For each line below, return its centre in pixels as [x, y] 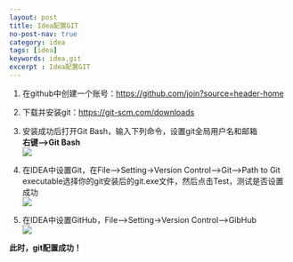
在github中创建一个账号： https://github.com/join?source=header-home [153, 93]
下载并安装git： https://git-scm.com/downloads [108, 112]
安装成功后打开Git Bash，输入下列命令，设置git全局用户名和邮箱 [140, 131]
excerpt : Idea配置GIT [50, 67]
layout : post [33, 17]
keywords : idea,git [45, 59]
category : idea [37, 42]
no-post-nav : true [43, 34]
